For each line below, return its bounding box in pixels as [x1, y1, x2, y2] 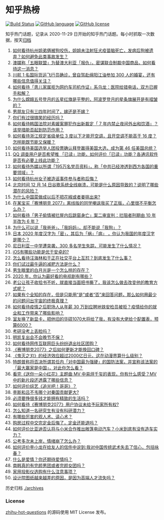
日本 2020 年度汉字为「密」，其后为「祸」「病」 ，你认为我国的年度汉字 [12, 230, 155, 236]
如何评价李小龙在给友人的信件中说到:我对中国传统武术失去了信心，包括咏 [12, 444, 159, 450]
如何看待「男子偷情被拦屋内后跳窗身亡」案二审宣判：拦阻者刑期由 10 [12, 212, 151, 218]
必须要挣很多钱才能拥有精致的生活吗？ [12, 395, 90, 401]
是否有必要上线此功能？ [12, 157, 60, 163]
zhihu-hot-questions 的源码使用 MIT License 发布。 [5, 509, 109, 515]
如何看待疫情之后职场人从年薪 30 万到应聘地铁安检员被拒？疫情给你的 [12, 304, 153, 310]
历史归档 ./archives [5, 485, 44, 491]
